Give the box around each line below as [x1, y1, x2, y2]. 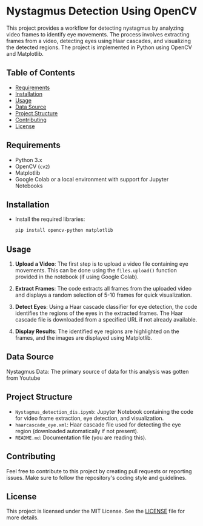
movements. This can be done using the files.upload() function [15, 267, 178, 274]
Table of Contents [6, 68, 76, 78]
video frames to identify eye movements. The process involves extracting [6, 30, 190, 38]
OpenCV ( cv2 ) [15, 163, 50, 170]
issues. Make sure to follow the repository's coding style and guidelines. [6, 474, 187, 481]
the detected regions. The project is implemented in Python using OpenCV [6, 44, 192, 51]
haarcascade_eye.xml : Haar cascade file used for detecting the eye [15, 420, 181, 428]
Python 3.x [15, 156, 42, 163]
